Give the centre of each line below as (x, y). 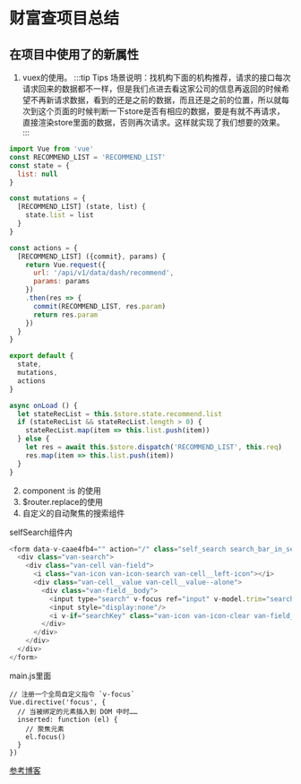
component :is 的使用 (61, 491)
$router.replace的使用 (62, 501)
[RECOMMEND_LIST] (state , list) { (82, 207)
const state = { (39, 166)
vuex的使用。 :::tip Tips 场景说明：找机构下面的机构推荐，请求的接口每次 (156, 78)
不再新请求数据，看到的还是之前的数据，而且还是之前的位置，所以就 (156, 100)
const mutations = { (48, 198)
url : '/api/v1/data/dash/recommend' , (103, 273)
